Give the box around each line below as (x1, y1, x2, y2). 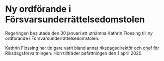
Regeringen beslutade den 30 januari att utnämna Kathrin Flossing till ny (5, 30, 153, 36)
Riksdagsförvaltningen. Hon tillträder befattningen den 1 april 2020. (5, 50, 143, 56)
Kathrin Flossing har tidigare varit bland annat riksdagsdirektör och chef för (5, 45, 160, 51)
